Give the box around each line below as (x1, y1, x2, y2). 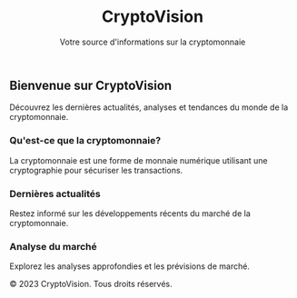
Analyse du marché (9, 240, 97, 253)
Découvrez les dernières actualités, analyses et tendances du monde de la (9, 102, 289, 113)
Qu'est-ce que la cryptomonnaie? (9, 134, 162, 147)
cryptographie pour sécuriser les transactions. (9, 164, 183, 175)
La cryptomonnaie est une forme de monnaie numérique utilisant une (9, 154, 268, 165)
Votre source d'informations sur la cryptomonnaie (59, 36, 246, 47)
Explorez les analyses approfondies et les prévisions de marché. (9, 261, 250, 272)
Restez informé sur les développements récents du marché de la (9, 207, 252, 219)
